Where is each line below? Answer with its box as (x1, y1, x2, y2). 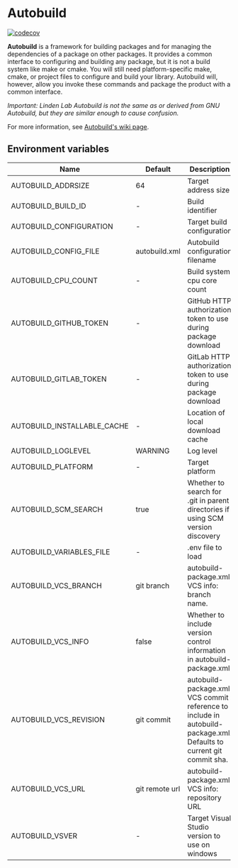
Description (189, 164, 230, 174)
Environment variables (7, 143, 110, 155)
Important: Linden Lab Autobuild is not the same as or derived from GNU (7, 101, 220, 109)
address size (187, 185, 230, 194)
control (187, 637, 211, 647)
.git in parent (187, 495, 229, 505)
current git (187, 745, 222, 755)
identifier (187, 205, 217, 215)
